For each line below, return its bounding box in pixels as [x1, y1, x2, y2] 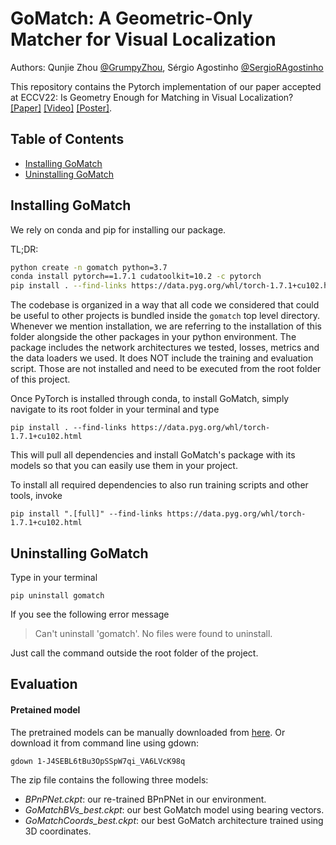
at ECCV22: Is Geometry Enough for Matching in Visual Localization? [10, 91, 294, 103]
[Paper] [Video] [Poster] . [10, 102, 113, 114]
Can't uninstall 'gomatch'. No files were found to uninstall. [34, 628, 273, 639]
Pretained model [10, 703, 81, 716]
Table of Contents [10, 131, 125, 148]
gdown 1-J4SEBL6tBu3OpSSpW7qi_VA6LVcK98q [10, 756, 186, 766]
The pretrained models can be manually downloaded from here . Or [10, 726, 286, 738]
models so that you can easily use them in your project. [10, 460, 238, 472]
